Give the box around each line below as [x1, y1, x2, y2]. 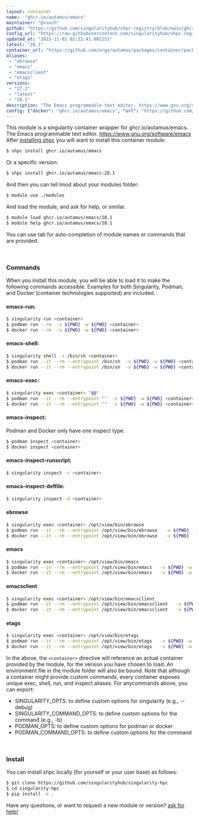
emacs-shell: [6, 340, 40, 347]
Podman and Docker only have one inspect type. [6, 427, 126, 434]
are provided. [6, 237, 39, 244]
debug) [14, 703, 33, 711]
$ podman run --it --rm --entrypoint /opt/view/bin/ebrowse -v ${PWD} [6, 527, 190, 533]
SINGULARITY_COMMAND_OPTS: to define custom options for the [14, 710, 178, 717]
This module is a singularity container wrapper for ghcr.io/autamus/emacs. [6, 124, 188, 131]
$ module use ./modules [6, 193, 65, 198]
